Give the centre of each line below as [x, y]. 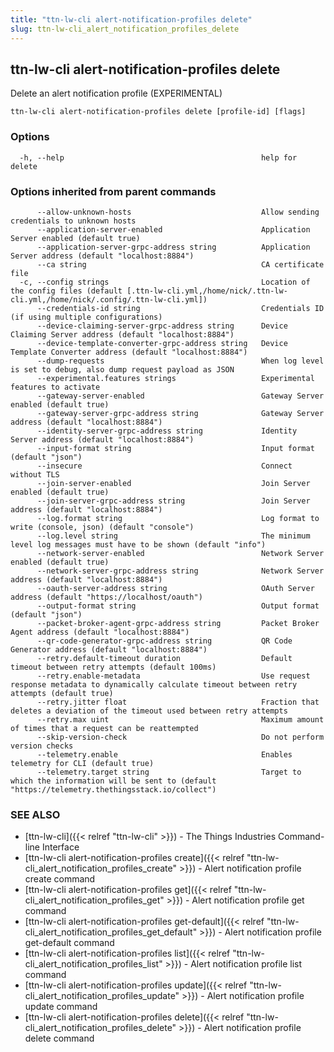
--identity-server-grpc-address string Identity [167, 431]
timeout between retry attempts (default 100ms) [113, 667]
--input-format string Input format [175, 448]
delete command [59, 1038]
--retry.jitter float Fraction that [178, 702]
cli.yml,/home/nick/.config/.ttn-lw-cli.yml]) [109, 299]
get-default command [69, 943]
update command [61, 1007]
